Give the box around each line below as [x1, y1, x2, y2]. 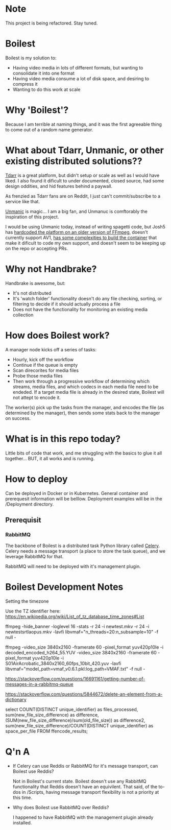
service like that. [5, 198, 40, 204]
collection [12, 312, 34, 318]
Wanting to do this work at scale [12, 86, 81, 92]
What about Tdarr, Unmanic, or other [5, 145, 164, 156]
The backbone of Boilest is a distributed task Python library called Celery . [5, 542, 160, 549]
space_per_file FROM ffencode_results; [5, 728, 88, 734]
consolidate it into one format [12, 70, 75, 76]
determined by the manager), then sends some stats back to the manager [5, 410, 160, 416]
